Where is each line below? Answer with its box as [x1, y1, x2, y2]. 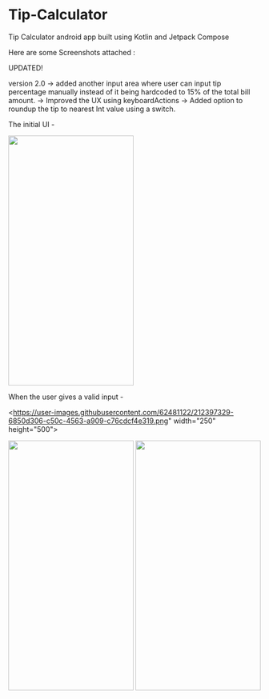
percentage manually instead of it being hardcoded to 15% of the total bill [8, 86, 251, 97]
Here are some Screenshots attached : [8, 47, 136, 57]
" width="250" [167, 416, 216, 425]
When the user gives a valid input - [8, 392, 124, 401]
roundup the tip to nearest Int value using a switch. [8, 104, 176, 114]
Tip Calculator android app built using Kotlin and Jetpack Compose [8, 32, 230, 42]
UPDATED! [8, 62, 44, 73]
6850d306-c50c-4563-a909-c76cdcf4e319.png [8, 416, 169, 425]
